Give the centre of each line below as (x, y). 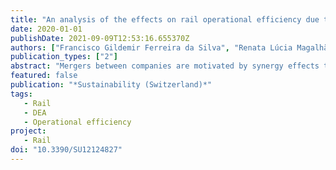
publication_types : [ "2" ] (64, 57)
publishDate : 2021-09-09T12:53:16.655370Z (100, 38)
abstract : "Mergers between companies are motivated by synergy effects (165, 66)
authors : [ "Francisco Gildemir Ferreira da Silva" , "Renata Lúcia (151, 47)
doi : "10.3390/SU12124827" (66, 150)
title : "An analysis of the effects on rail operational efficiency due (165, 19)
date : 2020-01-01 (46, 29)
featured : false (44, 76)
